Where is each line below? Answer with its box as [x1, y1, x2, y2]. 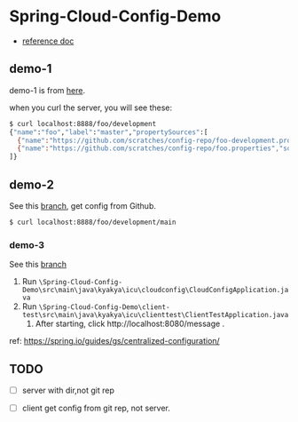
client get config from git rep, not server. [21, 402, 170, 413]
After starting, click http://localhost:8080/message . [35, 318, 225, 330]
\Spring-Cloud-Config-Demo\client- [38, 303, 170, 312]
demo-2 [9, 177, 55, 192]
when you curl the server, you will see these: [9, 102, 173, 113]
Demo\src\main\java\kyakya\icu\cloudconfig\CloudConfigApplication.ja [21, 286, 289, 295]
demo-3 [9, 238, 45, 251]
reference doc [21, 36, 74, 46]
